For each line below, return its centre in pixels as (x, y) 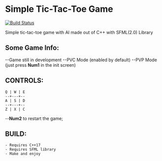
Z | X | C (15, 109)
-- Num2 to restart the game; (34, 118)
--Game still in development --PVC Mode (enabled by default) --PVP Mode (81, 60)
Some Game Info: (32, 48)
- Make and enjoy (23, 154)
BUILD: (16, 134)
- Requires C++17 (23, 145)
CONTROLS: (24, 81)
